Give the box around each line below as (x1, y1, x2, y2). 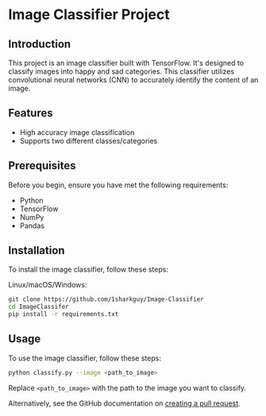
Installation (8, 244, 65, 257)
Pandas (19, 221, 45, 230)
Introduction (8, 37, 71, 51)
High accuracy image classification (19, 127, 135, 137)
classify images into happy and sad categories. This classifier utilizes (8, 67, 235, 76)
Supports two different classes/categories (19, 136, 158, 145)
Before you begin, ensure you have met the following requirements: (8, 180, 229, 190)
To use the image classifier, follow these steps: (8, 353, 161, 363)
